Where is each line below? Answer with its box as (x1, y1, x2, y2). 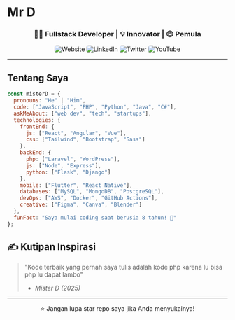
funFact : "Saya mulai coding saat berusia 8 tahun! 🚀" (13, 214, 177, 221)
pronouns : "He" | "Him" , (13, 97, 86, 104)
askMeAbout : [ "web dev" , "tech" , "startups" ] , (13, 110, 152, 117)
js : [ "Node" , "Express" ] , (25, 162, 101, 169)
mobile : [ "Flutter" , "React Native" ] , (20, 181, 133, 189)
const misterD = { (7, 90, 61, 98)
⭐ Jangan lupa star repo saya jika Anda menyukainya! (40, 305, 195, 313)
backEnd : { (20, 149, 52, 156)
